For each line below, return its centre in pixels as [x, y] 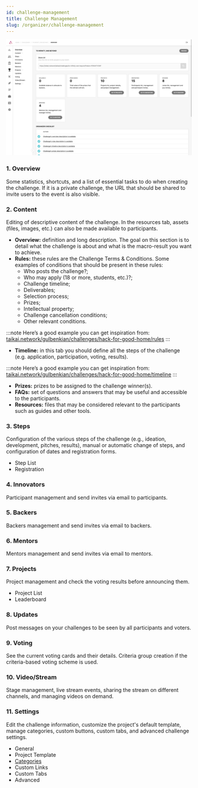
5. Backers [22, 513]
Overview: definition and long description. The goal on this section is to [102, 239]
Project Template [35, 754]
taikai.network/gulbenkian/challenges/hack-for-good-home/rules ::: [88, 339]
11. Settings [23, 712]
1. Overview [23, 169]
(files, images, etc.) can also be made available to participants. [82, 228]
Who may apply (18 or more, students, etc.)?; [78, 277]
